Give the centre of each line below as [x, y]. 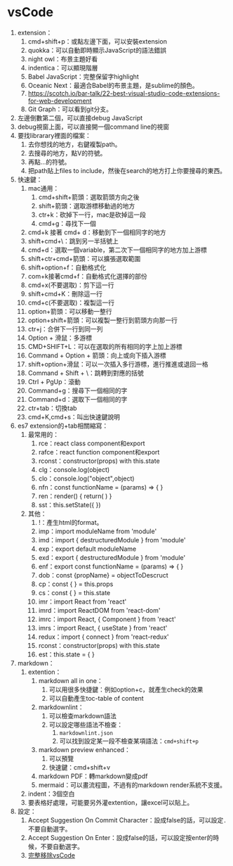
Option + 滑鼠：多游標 [60, 338]
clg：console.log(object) [74, 469]
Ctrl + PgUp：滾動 [54, 381]
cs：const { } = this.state [74, 592]
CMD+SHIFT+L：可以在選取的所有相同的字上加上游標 [105, 346]
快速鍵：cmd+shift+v [80, 767]
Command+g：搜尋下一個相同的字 [78, 390]
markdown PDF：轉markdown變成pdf [93, 776]
